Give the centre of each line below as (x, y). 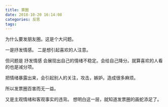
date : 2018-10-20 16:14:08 (34, 15)
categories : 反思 (23, 19)
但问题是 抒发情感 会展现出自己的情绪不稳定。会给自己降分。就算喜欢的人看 (84, 61)
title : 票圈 (17, 10)
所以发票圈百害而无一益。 (32, 89)
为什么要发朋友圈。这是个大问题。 (41, 39)
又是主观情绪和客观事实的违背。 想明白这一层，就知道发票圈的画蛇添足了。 (83, 99)
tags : (11, 24)
